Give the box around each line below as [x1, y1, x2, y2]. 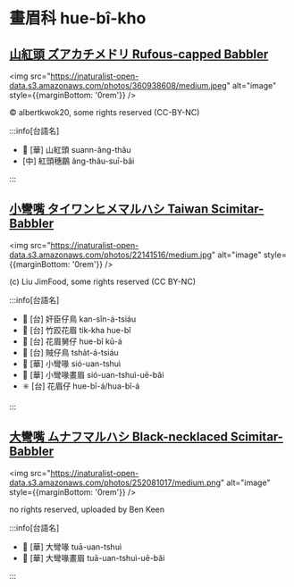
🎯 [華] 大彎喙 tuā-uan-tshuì [21, 541, 122, 552]
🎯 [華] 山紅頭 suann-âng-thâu [21, 145, 131, 155]
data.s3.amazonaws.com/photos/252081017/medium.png [9, 477, 222, 488]
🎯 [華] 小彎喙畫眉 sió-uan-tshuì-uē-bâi [21, 369, 164, 380]
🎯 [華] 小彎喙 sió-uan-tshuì [21, 358, 122, 369]
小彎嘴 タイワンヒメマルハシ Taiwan [9, 202, 209, 217]
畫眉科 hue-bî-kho [9, 8, 147, 29]
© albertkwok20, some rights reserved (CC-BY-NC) [9, 107, 200, 117]
